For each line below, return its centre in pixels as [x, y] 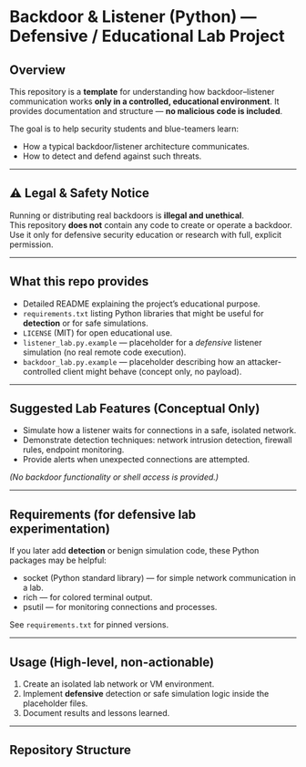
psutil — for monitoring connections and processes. [120, 607]
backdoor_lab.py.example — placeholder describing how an [134, 361]
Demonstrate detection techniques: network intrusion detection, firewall [158, 441]
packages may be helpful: [58, 560]
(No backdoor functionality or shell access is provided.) [114, 477]
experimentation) [60, 529]
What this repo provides [79, 281]
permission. [31, 244]
